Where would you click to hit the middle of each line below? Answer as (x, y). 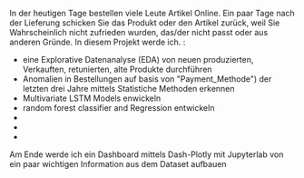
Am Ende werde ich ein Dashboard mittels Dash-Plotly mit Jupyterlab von (147, 154)
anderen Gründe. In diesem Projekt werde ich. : (98, 42)
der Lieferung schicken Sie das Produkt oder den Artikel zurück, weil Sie (145, 23)
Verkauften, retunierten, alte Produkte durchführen (117, 69)
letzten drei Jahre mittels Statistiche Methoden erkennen (128, 89)
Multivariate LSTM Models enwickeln (92, 98)
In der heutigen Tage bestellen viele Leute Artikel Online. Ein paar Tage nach (152, 13)
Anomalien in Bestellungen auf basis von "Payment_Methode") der (147, 79)
